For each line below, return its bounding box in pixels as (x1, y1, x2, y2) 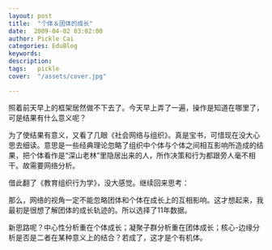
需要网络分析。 (29, 160, 79, 170)
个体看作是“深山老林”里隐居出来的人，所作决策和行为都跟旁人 (29, 150, 235, 160)
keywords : (8, 50, 42, 58)
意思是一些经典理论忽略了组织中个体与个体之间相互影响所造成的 (43, 140, 257, 150)
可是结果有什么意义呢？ (8, 113, 87, 123)
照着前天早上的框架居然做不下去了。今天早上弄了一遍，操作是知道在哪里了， (8, 102, 264, 112)
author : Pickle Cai (8, 34, 74, 43)
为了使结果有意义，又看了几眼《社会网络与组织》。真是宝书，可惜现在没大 (8, 130, 253, 140)
